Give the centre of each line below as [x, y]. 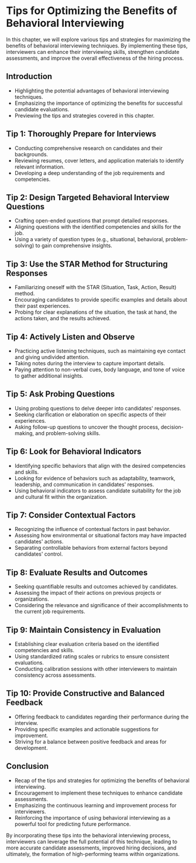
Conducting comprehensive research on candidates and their [88, 148]
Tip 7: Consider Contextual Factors [71, 516]
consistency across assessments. [55, 675]
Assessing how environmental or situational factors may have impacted [100, 535]
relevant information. [39, 167]
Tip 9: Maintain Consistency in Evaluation [83, 630]
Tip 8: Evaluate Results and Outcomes [77, 572]
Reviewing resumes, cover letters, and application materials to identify [99, 160]
